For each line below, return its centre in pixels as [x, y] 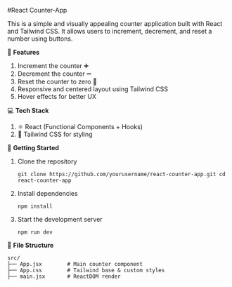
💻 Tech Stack [28, 111]
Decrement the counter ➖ [54, 74]
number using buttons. [40, 39]
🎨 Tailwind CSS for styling [55, 134]
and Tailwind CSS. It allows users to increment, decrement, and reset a [110, 31]
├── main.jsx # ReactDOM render [64, 276]
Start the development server [60, 219]
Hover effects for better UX [57, 96]
